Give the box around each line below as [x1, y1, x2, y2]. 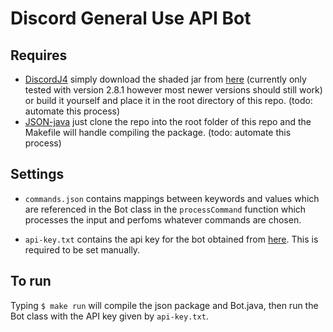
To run [10, 273, 52, 290]
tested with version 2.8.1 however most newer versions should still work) [24, 84, 323, 96]
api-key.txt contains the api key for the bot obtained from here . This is [24, 233, 319, 245]
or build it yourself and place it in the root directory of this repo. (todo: [24, 95, 313, 106]
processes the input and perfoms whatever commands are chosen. [24, 213, 302, 226]
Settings [10, 166, 65, 183]
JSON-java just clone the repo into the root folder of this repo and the [24, 116, 312, 127]
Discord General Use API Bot [10, 7, 252, 30]
